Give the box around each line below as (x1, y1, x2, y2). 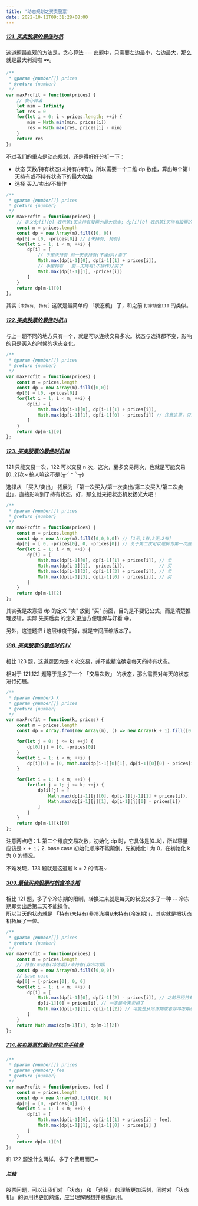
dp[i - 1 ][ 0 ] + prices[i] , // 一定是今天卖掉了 (37, 1001, 144, 1007)
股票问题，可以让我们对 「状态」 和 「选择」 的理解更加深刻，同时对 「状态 (6, 1187, 189, 1194)
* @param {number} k (8, 694, 60, 701)
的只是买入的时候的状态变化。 (6, 340, 78, 347)
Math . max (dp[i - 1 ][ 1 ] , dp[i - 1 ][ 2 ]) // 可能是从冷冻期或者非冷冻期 (37, 1006, 190, 1012)
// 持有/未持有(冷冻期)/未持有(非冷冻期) (16, 962, 107, 968)
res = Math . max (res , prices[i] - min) (27, 125, 123, 131)
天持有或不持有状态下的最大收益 (14, 172, 93, 180)
